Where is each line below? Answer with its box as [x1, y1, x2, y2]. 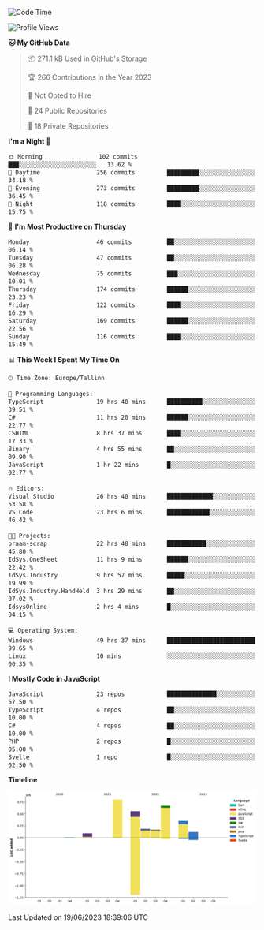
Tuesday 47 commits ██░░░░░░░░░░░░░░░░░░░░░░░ [8, 254, 256, 262]
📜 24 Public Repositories [27, 106, 108, 115]
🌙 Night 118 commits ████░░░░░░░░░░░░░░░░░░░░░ [8, 200, 256, 208]
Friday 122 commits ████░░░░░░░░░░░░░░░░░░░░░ [8, 301, 256, 309]
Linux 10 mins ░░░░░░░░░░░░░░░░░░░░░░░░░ [8, 652, 256, 660]
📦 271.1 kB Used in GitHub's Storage [27, 54, 147, 63]
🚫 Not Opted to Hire [27, 91, 92, 100]
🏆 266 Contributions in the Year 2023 [27, 73, 152, 82]
